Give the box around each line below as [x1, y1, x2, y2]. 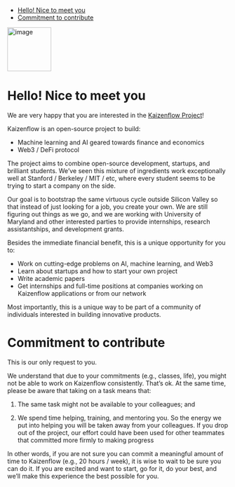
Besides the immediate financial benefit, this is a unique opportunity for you [7, 238, 226, 247]
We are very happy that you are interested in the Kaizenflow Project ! [7, 111, 205, 119]
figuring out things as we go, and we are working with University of [7, 210, 201, 218]
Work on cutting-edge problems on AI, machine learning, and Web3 [17, 259, 214, 268]
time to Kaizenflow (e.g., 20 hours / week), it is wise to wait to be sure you [7, 457, 222, 465]
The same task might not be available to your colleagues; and [17, 399, 196, 409]
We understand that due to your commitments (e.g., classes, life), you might [7, 371, 227, 380]
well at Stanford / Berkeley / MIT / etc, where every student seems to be [7, 174, 215, 182]
